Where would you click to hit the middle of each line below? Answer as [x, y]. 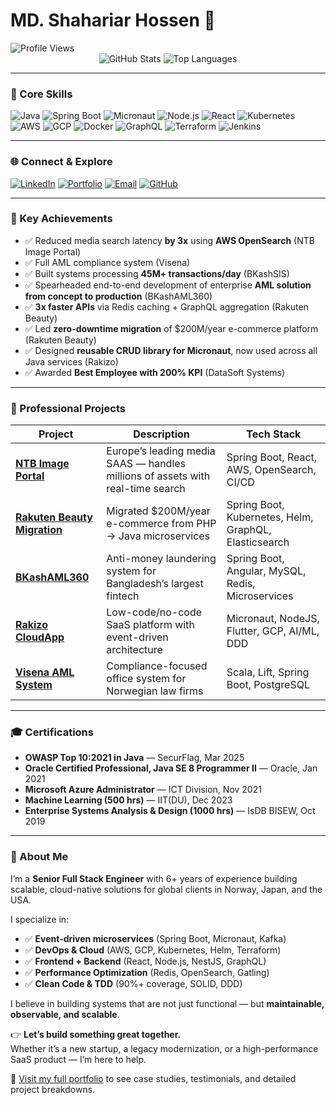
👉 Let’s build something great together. [96, 1034]
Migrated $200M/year [158, 511]
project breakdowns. [53, 1089]
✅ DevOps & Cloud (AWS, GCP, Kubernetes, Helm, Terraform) [153, 950]
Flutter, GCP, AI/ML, [273, 631]
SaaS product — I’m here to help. [78, 1059]
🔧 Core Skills [41, 94]
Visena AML [45, 672]
